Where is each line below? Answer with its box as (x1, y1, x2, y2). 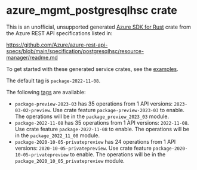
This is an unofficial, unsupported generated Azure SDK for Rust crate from (6, 23, 191, 30)
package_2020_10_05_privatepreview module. (14, 157, 125, 164)
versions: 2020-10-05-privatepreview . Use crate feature (14, 144, 152, 152)
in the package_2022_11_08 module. (14, 132, 100, 139)
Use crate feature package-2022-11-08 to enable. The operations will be (14, 125, 190, 132)
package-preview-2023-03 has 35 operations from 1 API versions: (14, 100, 173, 107)
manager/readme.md (6, 54, 58, 61)
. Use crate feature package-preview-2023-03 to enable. (50, 106, 185, 113)
